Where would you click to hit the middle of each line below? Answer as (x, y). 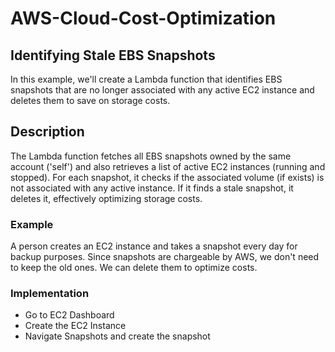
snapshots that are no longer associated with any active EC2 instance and (162, 90)
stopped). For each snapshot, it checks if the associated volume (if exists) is (167, 177)
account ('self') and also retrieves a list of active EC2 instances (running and (168, 166)
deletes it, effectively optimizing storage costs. (106, 198)
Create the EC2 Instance (75, 326)
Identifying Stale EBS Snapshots (113, 55)
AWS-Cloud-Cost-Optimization (143, 18)
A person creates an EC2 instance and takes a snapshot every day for (154, 246)
